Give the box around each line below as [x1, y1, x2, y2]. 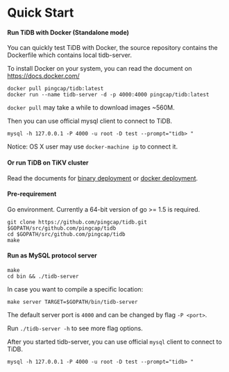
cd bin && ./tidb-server [7, 273, 79, 280]
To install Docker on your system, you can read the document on [7, 65, 192, 73]
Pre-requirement [7, 189, 57, 198]
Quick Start [7, 5, 74, 21]
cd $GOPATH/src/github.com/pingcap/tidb [7, 230, 126, 237]
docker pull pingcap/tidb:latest [7, 85, 104, 92]
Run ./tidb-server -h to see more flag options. [7, 324, 144, 332]
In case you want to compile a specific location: [7, 285, 144, 293]
